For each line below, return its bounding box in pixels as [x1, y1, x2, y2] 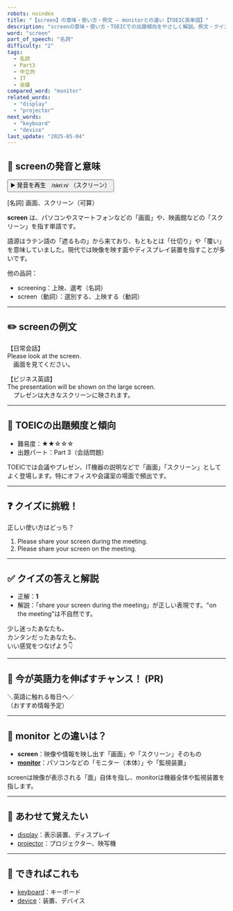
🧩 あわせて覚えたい [7, 810, 89, 823]
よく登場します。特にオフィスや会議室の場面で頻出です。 [7, 471, 170, 480]
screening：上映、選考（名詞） [17, 284, 107, 292]
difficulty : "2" [7, 42, 54, 49]
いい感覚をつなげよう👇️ [7, 642, 74, 650]
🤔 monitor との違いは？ [7, 730, 107, 742]
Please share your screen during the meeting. [17, 537, 148, 545]
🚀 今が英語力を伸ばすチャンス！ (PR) [7, 673, 164, 685]
